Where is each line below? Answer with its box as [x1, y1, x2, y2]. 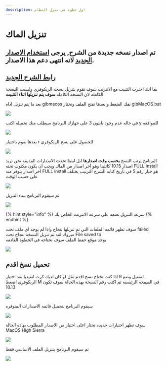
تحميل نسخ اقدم [5, 260, 50, 269]
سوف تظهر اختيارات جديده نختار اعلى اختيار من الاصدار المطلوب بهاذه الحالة [5, 322, 146, 328]
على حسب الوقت [5, 174, 38, 180]
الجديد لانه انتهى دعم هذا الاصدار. [5, 56, 94, 64]
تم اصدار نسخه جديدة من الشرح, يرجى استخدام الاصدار [5, 48, 156, 57]
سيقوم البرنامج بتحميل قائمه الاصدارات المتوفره [5, 303, 93, 309]
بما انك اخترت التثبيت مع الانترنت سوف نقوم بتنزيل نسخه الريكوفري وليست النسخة [5, 86, 158, 92]
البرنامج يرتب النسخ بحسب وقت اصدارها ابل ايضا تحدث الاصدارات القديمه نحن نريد [5, 158, 157, 164]
